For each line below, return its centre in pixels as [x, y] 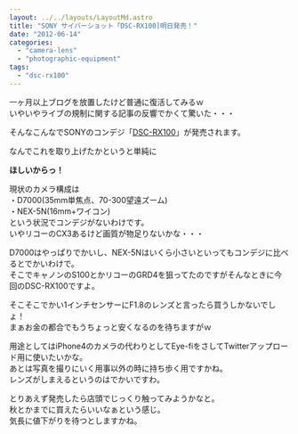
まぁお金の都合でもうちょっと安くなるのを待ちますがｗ [110, 327]
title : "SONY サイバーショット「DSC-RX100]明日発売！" [103, 26]
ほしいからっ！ [36, 169]
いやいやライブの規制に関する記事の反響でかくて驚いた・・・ [122, 113]
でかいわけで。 [52, 263]
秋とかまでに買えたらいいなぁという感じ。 [87, 409]
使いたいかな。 [60, 356]
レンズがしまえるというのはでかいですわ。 [87, 379]
